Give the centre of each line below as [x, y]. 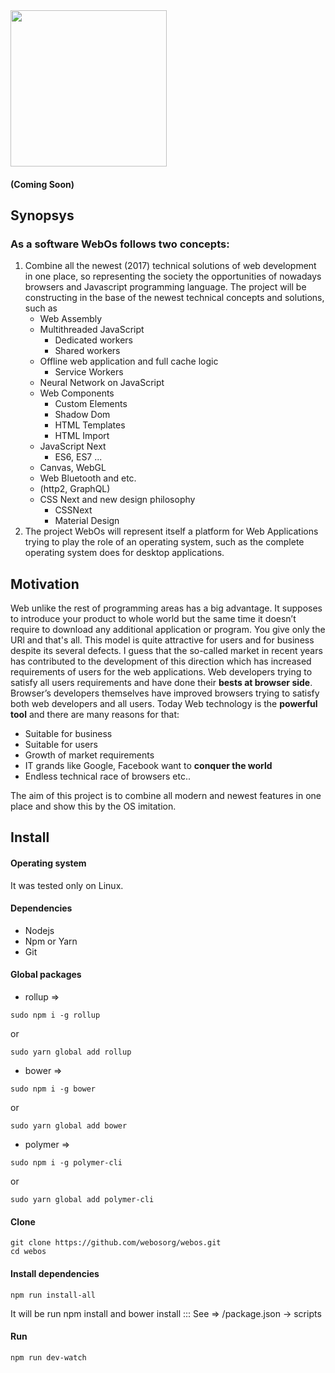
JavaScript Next [73, 446]
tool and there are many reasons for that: [95, 715]
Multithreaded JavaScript [92, 330]
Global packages [46, 975]
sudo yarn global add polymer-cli [82, 1200]
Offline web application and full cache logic [129, 361]
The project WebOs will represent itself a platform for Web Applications [171, 531]
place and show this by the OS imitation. [93, 806]
